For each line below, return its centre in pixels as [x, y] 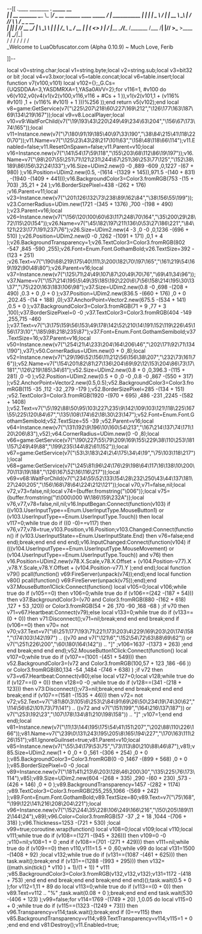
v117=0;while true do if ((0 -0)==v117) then [59, 523]
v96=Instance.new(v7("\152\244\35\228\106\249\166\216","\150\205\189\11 [100, 810]
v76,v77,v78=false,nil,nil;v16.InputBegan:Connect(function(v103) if [89, 504]
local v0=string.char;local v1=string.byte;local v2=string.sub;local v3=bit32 [100, 70]
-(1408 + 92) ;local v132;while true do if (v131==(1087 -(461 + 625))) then [97, 854]
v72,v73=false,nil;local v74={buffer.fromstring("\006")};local [82, 491]
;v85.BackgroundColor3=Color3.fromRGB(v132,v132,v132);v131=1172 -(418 [99, 874]
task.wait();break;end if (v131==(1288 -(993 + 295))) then [78, 861]
